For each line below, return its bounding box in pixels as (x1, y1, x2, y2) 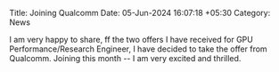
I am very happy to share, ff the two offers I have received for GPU (9, 35, 254, 44)
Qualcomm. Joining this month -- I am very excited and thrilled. (9, 53, 242, 63)
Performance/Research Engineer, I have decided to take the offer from (9, 44, 267, 54)
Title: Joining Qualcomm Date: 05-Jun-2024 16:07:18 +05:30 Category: (9, 8, 271, 18)
